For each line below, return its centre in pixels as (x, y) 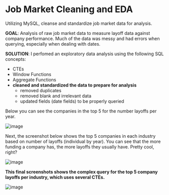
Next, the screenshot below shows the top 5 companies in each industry (80, 136)
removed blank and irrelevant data (56, 96)
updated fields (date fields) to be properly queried (72, 101)
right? (11, 152)
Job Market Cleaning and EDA (69, 9)
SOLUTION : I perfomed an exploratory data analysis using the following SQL (84, 54)
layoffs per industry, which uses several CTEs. (55, 177)
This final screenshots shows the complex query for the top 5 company (81, 172)
